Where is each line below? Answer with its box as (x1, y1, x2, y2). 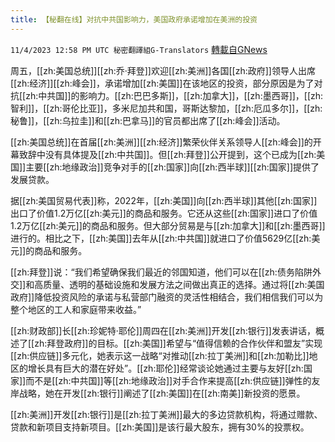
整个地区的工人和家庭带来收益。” (10, 303, 142, 315)
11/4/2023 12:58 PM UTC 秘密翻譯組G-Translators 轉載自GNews (10, 43, 268, 55)
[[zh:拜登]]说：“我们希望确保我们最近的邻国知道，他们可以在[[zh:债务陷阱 (10, 266, 313, 278)
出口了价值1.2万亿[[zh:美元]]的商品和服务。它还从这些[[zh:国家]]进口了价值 (10, 207, 318, 219)
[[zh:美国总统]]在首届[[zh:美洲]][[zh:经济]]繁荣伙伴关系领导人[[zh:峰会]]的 (10, 136, 313, 148)
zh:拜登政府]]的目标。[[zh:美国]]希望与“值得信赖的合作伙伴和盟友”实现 (34, 337, 323, 349)
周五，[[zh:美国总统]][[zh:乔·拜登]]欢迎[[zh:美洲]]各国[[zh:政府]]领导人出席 (10, 64, 316, 76)
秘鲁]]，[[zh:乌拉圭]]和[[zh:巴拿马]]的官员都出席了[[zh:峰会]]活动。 (10, 114, 286, 126)
